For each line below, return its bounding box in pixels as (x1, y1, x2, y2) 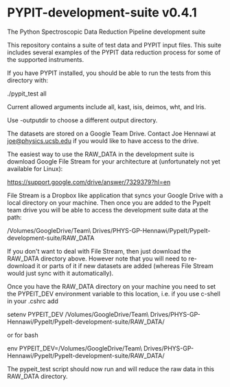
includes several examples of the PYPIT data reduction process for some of (7, 48, 221, 56)
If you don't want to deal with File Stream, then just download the (7, 247, 192, 255)
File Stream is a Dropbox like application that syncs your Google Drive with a (7, 191, 223, 199)
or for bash (7, 331, 39, 339)
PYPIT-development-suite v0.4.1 (7, 5, 197, 21)
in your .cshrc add (7, 297, 58, 305)
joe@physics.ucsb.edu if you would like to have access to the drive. (7, 136, 199, 145)
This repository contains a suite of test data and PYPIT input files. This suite (7, 41, 222, 49)
